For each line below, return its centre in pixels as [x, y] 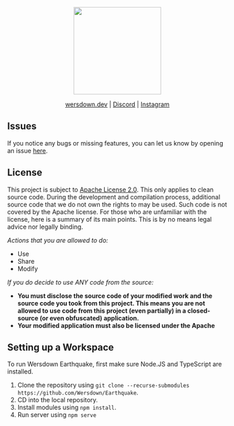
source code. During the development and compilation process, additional [114, 197]
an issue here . [28, 150]
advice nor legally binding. [45, 227]
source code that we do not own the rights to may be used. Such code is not [117, 204]
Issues [22, 126]
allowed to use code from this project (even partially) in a [102, 311]
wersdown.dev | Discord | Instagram [117, 104]
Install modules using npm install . [67, 407]
